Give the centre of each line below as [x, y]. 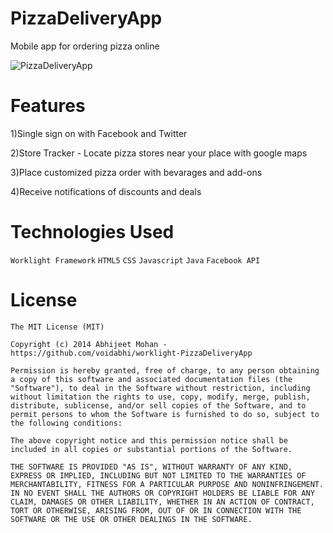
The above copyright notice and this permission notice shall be [149, 440]
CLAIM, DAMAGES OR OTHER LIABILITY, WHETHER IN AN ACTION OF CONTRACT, [162, 502]
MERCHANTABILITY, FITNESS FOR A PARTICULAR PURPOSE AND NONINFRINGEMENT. [167, 484]
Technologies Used [92, 232]
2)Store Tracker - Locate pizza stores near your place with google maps [159, 153]
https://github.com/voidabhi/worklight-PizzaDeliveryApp [131, 353]
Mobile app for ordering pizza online [85, 46]
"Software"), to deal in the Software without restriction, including [160, 388]
